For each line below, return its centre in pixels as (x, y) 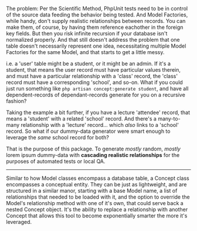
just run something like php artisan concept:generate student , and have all (97, 88)
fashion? (16, 101)
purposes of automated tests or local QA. (56, 161)
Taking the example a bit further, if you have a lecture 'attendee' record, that (98, 112)
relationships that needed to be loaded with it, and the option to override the (98, 197)
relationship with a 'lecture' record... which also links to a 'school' (100, 125)
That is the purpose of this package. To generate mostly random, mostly (93, 149)
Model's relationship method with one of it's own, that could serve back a (95, 203)
